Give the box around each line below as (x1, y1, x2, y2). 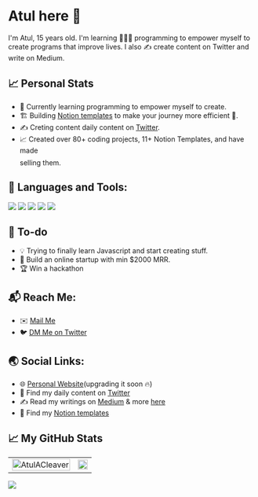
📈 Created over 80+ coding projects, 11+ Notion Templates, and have (19, 134, 245, 144)
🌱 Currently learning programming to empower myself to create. (19, 101, 227, 111)
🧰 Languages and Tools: (8, 181, 128, 194)
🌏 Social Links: (8, 354, 85, 368)
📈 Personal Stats (8, 77, 94, 90)
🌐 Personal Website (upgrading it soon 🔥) (19, 379, 153, 388)
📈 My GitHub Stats (8, 432, 104, 445)
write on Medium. (8, 53, 65, 62)
